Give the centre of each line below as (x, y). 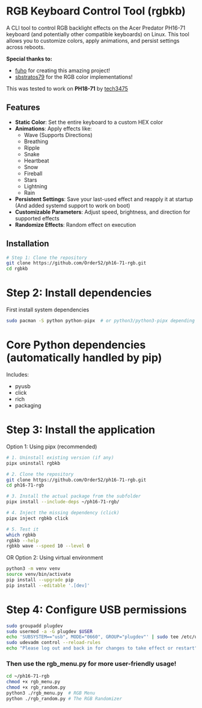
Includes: (17, 374)
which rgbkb (21, 535)
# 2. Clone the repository (40, 474)
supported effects (37, 218)
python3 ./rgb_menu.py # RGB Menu (51, 693)
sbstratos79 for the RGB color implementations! (74, 77)
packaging (28, 405)
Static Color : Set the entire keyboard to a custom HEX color (89, 122)
